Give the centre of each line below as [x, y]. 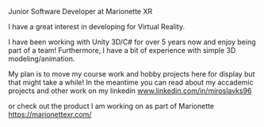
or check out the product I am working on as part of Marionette [111, 106]
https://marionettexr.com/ [50, 114]
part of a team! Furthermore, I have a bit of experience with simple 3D [122, 50]
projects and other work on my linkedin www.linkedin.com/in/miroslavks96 [130, 91]
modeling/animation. [42, 59]
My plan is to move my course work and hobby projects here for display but [132, 74]
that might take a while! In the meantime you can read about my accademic [131, 82]
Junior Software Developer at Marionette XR [80, 11]
